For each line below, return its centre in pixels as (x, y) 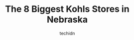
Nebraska (67, 20)
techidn (67, 33)
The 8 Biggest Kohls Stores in (67, 9)
